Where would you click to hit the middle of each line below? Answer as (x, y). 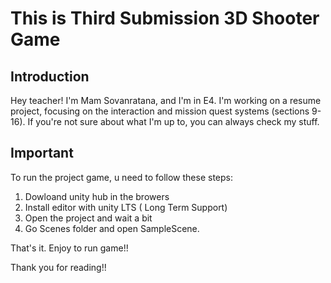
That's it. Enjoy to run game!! (69, 248)
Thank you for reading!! (58, 267)
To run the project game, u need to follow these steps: (121, 177)
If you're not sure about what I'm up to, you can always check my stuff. (173, 121)
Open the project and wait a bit (88, 218)
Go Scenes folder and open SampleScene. (112, 228)
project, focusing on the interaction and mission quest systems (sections (160, 111)
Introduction (50, 76)
